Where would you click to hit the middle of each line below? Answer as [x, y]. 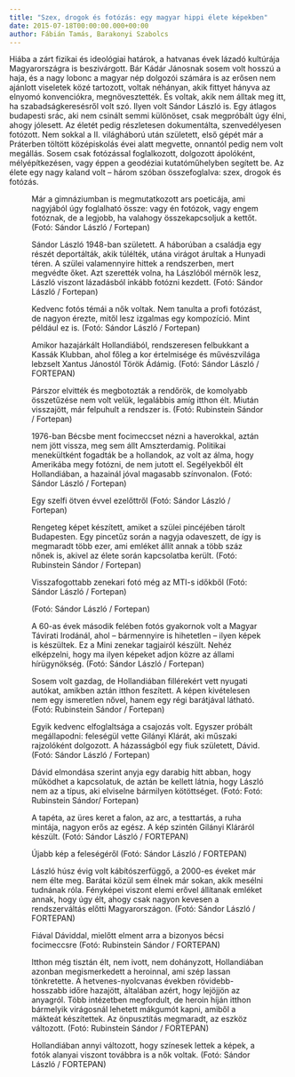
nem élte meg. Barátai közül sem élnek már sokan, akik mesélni [147, 881]
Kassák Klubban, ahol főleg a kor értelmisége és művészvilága [146, 355]
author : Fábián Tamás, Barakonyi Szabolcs [89, 34]
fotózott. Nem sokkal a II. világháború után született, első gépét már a [136, 135]
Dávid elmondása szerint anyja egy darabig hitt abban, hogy [141, 772]
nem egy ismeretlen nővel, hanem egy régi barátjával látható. [143, 700]
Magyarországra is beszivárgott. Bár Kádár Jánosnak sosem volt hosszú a [145, 68]
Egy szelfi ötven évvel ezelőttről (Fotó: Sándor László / [131, 501]
